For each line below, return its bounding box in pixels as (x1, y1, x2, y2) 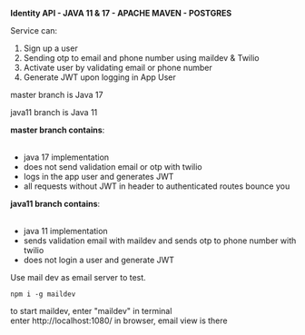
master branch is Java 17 (10, 90, 103, 100)
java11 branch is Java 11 (10, 107, 98, 117)
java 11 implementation (23, 226, 108, 236)
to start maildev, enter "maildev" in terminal (10, 306, 172, 316)
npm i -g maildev (10, 290, 76, 299)
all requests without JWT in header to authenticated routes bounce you (23, 181, 290, 192)
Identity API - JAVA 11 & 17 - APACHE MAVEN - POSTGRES (10, 8, 232, 18)
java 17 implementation (23, 152, 110, 163)
